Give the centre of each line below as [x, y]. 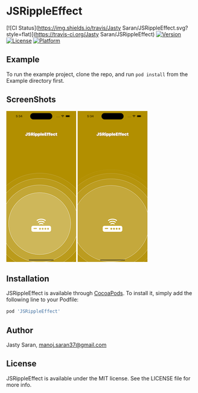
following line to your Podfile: [43, 299]
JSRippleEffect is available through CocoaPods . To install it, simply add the [99, 293]
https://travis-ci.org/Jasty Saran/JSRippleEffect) [95, 34]
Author [20, 330]
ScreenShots [31, 100]
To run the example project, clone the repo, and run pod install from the [97, 74]
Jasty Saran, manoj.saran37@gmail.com [56, 345]
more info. [19, 385]
